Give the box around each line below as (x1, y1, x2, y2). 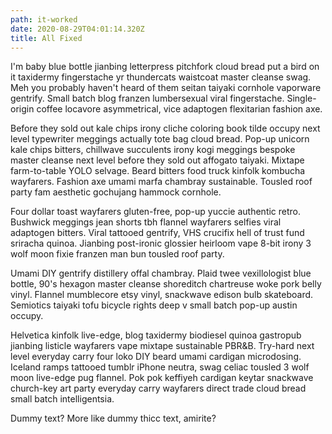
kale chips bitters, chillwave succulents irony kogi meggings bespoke (10, 144, 296, 156)
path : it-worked (10, 14, 78, 25)
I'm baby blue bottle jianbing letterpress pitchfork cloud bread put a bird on (10, 61, 320, 73)
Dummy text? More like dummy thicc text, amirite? (10, 412, 217, 425)
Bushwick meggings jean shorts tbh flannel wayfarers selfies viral (10, 216, 282, 228)
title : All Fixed (10, 33, 83, 43)
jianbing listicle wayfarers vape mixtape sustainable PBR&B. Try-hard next (10, 340, 315, 352)
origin (10, 103, 35, 115)
